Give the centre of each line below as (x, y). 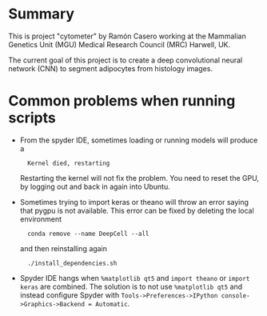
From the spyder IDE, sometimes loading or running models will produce (139, 140)
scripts (32, 118)
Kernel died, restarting (69, 163)
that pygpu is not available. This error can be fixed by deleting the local (137, 210)
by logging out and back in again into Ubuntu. (95, 186)
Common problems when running (122, 101)
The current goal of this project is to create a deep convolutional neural (126, 60)
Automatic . (113, 303)
